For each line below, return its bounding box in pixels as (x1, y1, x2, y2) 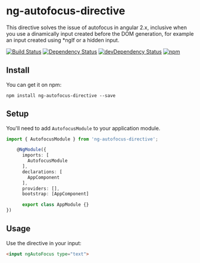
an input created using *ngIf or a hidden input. (6, 36, 120, 43)
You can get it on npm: (6, 81, 62, 88)
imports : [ (21, 152, 49, 158)
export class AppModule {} (21, 202, 89, 208)
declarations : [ (21, 168, 62, 175)
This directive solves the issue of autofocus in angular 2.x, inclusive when (6, 24, 187, 31)
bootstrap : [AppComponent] (21, 191, 89, 197)
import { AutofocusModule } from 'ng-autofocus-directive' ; (6, 136, 159, 142)
